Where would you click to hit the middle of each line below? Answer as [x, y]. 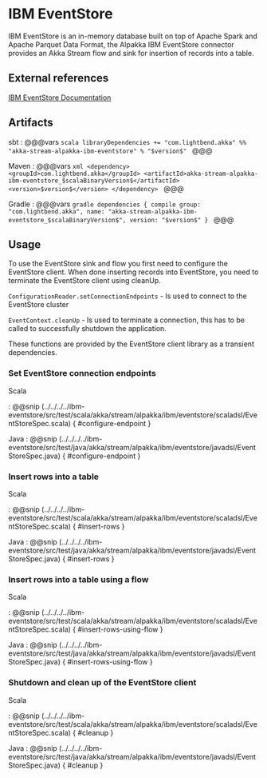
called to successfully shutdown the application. [88, 329]
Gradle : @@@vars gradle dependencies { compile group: [105, 204]
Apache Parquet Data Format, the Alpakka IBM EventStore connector [122, 44]
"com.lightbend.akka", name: [57, 211]
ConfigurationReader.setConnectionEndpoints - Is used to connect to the [128, 296]
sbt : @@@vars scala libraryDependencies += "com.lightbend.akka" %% [128, 142]
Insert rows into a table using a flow [79, 579]
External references [59, 78]
